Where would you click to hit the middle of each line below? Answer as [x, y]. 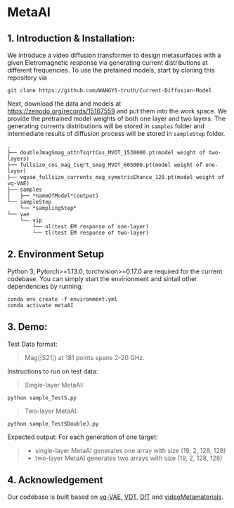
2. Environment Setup [56, 254]
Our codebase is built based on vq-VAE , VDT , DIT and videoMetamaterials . [115, 497]
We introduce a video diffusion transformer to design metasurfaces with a [114, 55]
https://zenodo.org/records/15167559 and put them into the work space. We [117, 111]
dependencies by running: [45, 286]
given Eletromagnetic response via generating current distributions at [108, 63]
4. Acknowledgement [55, 480]
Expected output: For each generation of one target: [83, 437]
